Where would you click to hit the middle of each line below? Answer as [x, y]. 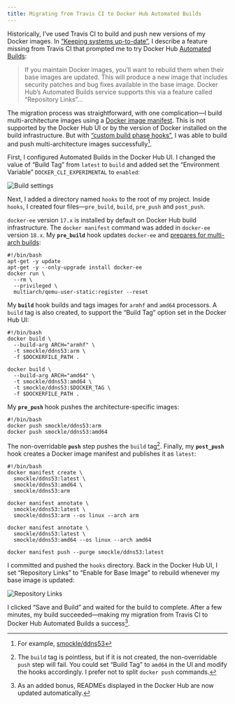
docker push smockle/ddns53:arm [54, 426]
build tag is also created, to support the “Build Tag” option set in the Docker [117, 313]
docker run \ [26, 274]
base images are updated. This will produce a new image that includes [126, 77]
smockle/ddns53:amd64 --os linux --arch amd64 [83, 540]
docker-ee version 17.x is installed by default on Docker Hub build [102, 220]
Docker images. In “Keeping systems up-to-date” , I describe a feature [107, 41]
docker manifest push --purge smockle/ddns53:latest [86, 552]
